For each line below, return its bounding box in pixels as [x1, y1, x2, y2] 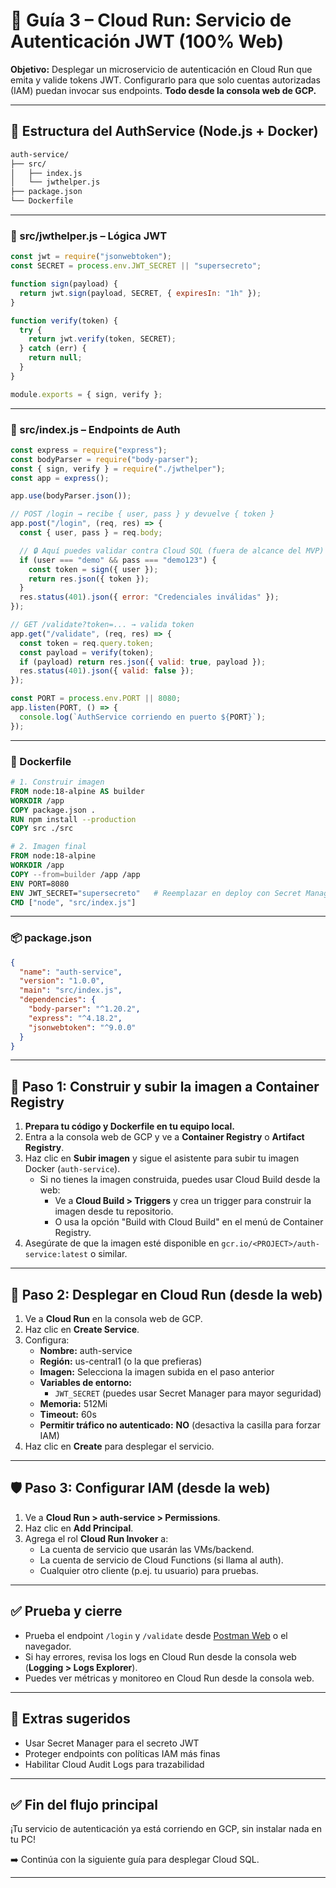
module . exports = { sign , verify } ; [10, 389, 163, 399]
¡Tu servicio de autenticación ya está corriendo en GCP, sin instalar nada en [10, 1823, 322, 1835]
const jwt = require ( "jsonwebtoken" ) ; [10, 252, 172, 262]
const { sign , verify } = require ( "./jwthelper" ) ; [10, 464, 226, 474]
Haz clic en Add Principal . [24, 1522, 134, 1534]
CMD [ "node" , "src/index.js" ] [10, 897, 137, 908]
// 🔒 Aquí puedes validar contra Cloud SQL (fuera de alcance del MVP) [19, 545, 325, 556]
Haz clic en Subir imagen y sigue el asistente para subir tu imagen [24, 1152, 300, 1164]
